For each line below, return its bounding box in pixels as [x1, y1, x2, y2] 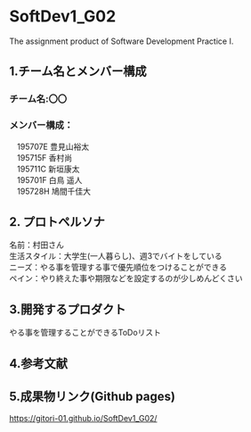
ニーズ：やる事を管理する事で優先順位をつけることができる [9, 262, 228, 273]
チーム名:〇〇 [9, 93, 68, 105]
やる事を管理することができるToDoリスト [9, 328, 162, 338]
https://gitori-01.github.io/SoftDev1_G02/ [9, 413, 158, 424]
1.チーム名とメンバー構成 [9, 64, 147, 79]
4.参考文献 [9, 355, 69, 371]
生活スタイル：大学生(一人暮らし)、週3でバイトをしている [9, 251, 223, 262]
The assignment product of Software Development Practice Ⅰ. [9, 36, 234, 46]
